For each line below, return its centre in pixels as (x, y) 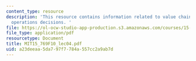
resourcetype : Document (35, 38)
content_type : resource (35, 11)
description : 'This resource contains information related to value (91, 17)
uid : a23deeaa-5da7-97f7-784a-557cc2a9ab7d (60, 49)
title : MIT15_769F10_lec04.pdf (44, 44)
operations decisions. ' (41, 22)
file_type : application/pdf (40, 33)
